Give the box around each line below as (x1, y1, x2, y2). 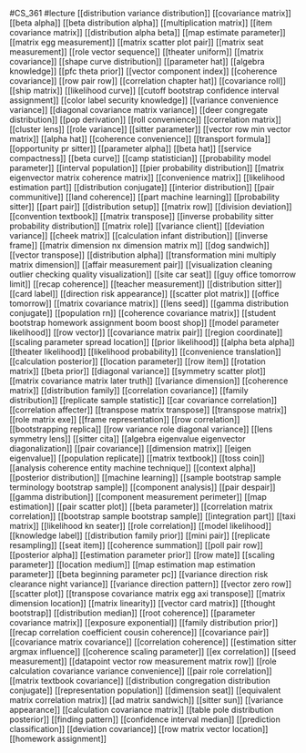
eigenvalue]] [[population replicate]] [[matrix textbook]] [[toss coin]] (9, 453, 266, 463)
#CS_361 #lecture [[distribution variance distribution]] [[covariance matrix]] (9, 8, 291, 18)
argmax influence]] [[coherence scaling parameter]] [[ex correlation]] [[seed (9, 646, 296, 656)
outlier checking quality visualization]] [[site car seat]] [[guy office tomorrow (9, 269, 296, 280)
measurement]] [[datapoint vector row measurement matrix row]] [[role (9, 656, 277, 667)
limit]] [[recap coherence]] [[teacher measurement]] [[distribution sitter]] (9, 279, 282, 290)
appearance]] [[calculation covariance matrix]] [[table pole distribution (9, 705, 274, 715)
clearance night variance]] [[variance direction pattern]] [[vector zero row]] (9, 578, 292, 589)
